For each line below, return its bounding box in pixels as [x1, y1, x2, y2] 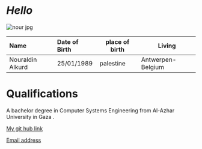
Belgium [141, 62, 164, 71]
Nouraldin [9, 55, 37, 64]
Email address [6, 136, 41, 144]
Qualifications [6, 87, 78, 101]
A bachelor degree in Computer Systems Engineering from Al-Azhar [6, 106, 175, 114]
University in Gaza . [6, 113, 55, 120]
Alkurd [9, 62, 28, 71]
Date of [57, 37, 79, 46]
